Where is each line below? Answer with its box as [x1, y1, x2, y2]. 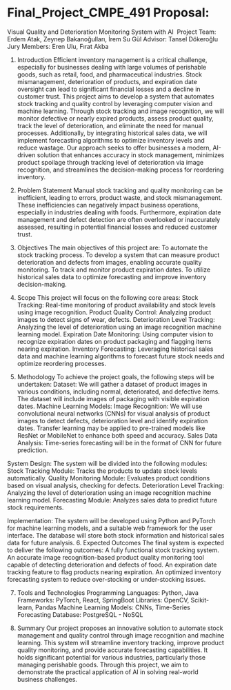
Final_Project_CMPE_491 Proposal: [7, 5, 210, 21]
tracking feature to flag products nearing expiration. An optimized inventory [7, 567, 222, 576]
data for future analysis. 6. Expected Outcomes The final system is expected [7, 538, 224, 547]
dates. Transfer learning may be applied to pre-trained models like [17, 424, 205, 432]
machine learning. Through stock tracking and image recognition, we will [17, 107, 224, 115]
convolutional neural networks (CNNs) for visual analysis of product [17, 409, 210, 418]
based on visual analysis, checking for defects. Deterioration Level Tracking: [7, 481, 224, 489]
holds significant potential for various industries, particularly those [17, 653, 205, 661]
